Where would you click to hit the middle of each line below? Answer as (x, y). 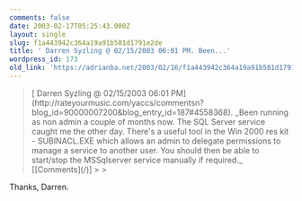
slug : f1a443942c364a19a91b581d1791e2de (86, 43)
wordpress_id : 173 (44, 59)
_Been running (262, 112)
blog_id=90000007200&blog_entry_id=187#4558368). (132, 112)
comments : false (40, 17)
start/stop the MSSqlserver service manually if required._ (137, 160)
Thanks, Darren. (39, 187)
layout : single (38, 34)
